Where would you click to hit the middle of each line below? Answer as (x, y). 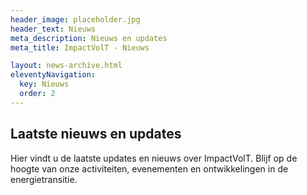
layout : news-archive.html (66, 66)
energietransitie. (44, 179)
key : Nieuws (44, 84)
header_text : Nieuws (53, 29)
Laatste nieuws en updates (96, 134)
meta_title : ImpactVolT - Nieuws (80, 47)
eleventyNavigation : (53, 75)
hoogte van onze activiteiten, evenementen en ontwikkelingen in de (149, 168)
